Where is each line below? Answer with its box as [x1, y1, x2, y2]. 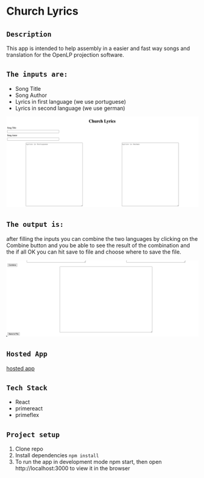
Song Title [15, 85, 41, 92]
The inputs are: [6, 70, 68, 79]
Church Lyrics [6, 4, 79, 18]
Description [6, 29, 52, 38]
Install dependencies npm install [15, 452, 99, 459]
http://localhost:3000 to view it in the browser [15, 465, 130, 472]
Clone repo [15, 445, 44, 452]
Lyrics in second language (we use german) [15, 104, 125, 112]
